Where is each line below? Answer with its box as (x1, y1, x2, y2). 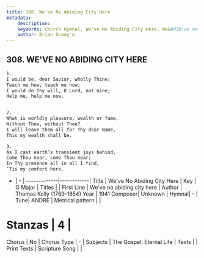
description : (17, 20, 51, 26)
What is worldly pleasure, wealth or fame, (6, 116, 119, 122)
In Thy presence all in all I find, (6, 160, 100, 167)
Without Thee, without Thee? (6, 121, 81, 127)
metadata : (6, 15, 32, 21)
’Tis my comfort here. (6, 166, 64, 172)
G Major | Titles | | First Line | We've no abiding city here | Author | (15, 184, 182, 191)
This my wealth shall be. (6, 132, 72, 138)
